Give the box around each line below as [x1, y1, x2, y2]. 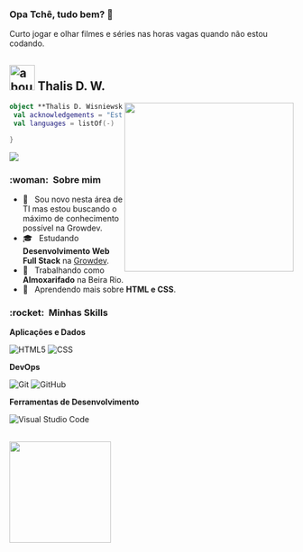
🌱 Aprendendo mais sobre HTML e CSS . [22, 284, 177, 294]
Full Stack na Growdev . [22, 255, 110, 266]
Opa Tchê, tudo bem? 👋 [9, 8, 114, 21]
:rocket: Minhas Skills [9, 306, 108, 319]
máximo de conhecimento [22, 213, 120, 223]
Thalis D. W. [37, 78, 106, 94]
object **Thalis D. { [9, 103, 143, 112]
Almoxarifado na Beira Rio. [22, 274, 124, 285]
